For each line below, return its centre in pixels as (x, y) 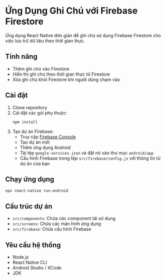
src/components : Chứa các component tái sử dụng (64, 219)
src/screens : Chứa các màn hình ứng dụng (57, 224)
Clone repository (30, 107)
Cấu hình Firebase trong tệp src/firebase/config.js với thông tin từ (90, 158)
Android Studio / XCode (37, 268)
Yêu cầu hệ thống (33, 245)
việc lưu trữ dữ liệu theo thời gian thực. (45, 41)
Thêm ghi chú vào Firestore (41, 68)
